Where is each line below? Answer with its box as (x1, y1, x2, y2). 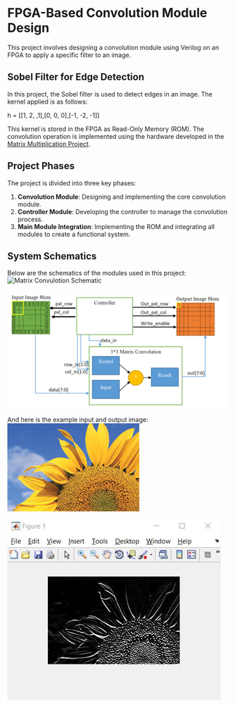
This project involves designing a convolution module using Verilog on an (7, 43, 220, 51)
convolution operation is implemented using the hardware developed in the (7, 132, 224, 140)
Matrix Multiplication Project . (7, 140, 91, 148)
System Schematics (7, 250, 97, 262)
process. (17, 215, 44, 223)
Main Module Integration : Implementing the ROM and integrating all (17, 222, 215, 230)
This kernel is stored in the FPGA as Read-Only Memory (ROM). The (7, 125, 205, 133)
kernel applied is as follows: (7, 97, 88, 106)
